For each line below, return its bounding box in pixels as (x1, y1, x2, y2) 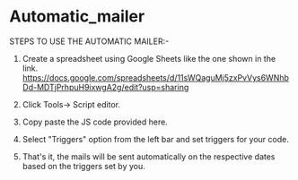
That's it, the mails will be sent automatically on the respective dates (22, 150, 276, 162)
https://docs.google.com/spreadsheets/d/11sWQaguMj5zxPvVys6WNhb (22, 72, 290, 82)
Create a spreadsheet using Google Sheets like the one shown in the (22, 53, 276, 64)
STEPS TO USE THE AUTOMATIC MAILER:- (9, 36, 170, 47)
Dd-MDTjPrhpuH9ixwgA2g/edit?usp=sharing (22, 81, 189, 92)
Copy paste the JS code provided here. (22, 116, 168, 127)
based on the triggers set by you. (22, 160, 145, 171)
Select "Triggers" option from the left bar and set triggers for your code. (22, 133, 289, 144)
